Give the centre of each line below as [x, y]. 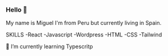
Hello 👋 [17, 10]
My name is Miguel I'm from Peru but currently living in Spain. [84, 23]
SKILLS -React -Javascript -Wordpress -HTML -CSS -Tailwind [84, 35]
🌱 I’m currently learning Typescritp [49, 47]
